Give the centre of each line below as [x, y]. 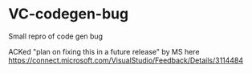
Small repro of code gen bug [55, 36]
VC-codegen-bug [69, 14]
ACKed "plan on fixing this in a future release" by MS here [104, 51]
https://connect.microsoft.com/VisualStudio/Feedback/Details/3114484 [126, 60]
